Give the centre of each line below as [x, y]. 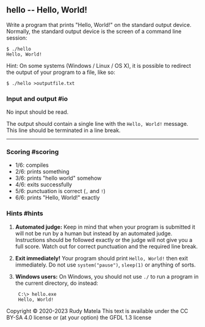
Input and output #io [37, 98]
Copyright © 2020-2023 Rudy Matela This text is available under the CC [97, 310]
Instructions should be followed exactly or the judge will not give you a [104, 240]
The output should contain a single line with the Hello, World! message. [97, 124]
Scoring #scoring [33, 152]
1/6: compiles [32, 165]
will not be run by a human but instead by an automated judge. [94, 233]
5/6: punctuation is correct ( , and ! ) [60, 191]
